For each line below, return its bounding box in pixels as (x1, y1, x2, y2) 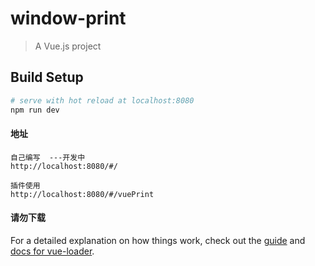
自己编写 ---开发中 (10, 152, 86, 162)
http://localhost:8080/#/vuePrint (10, 189, 155, 199)
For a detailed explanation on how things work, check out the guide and (10, 234, 306, 246)
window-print (10, 7, 127, 30)
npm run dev (10, 105, 60, 115)
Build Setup (10, 69, 84, 86)
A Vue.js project (34, 40, 102, 52)
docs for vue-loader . (10, 245, 95, 257)
